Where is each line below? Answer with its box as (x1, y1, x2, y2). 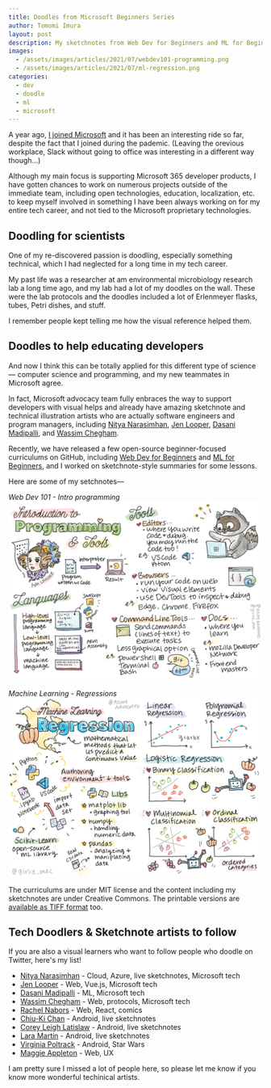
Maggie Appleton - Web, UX (19, 1048, 115, 1058)
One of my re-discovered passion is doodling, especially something (8, 250, 233, 260)
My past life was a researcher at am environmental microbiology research (8, 275, 253, 284)
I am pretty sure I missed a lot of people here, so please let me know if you (8, 1064, 256, 1073)
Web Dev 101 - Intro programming (8, 492, 120, 502)
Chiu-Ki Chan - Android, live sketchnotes (19, 1014, 156, 1023)
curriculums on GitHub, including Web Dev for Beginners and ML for (8, 452, 236, 462)
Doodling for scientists (8, 229, 125, 242)
